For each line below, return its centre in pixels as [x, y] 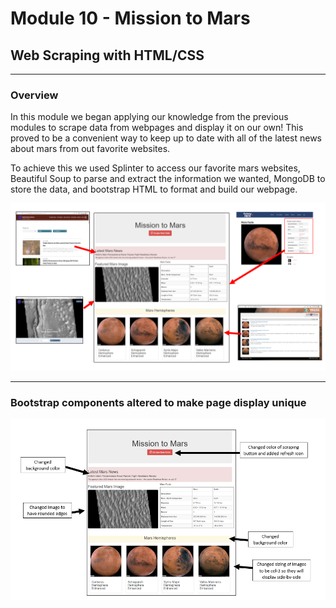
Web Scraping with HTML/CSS [107, 55]
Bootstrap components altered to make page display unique [158, 402]
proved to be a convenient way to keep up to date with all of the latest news [166, 138]
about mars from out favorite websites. [90, 149]
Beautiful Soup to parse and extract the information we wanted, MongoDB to [168, 179]
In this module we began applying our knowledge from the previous [149, 117]
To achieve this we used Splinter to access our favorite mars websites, [155, 168]
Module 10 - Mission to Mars [130, 18]
